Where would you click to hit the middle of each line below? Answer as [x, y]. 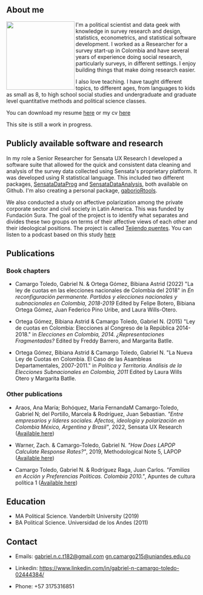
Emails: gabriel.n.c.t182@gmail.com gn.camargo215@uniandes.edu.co [103, 556]
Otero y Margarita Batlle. [46, 378]
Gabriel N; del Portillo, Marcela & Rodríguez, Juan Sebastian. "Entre [99, 414]
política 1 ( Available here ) [46, 483]
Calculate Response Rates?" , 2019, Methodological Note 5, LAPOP [98, 451]
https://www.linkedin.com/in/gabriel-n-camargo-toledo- [109, 568]
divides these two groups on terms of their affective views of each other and [102, 222]
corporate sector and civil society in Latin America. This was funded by [95, 208]
